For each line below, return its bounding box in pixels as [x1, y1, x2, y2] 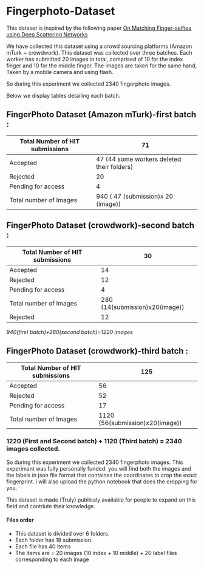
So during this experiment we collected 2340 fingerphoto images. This [6, 458, 183, 466]
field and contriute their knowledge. [6, 502, 96, 509]
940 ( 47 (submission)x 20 [96, 192, 174, 200]
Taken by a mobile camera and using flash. [6, 68, 114, 75]
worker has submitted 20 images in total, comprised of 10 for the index [6, 55, 183, 63]
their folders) [96, 162, 134, 171]
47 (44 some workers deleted [96, 155, 182, 163]
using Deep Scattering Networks [6, 30, 88, 38]
